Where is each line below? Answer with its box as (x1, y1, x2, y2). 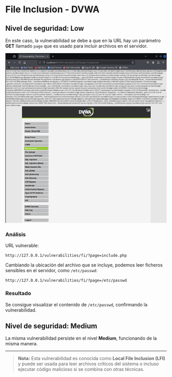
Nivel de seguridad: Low (5, 24, 84, 33)
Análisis (5, 231, 26, 238)
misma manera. (5, 341, 38, 347)
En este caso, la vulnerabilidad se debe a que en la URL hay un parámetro (5, 37, 161, 43)
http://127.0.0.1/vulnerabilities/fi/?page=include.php (5, 253, 127, 258)
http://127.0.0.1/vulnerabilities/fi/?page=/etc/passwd (5, 278, 127, 283)
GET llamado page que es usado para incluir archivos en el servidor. (5, 43, 148, 49)
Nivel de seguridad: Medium (5, 321, 97, 330)
